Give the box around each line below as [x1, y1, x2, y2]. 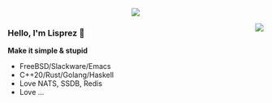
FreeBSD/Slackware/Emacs [19, 62, 111, 71]
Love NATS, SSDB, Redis [19, 79, 103, 88]
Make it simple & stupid [7, 45, 89, 56]
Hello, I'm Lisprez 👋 [7, 27, 85, 38]
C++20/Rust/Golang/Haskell [19, 70, 114, 80]
